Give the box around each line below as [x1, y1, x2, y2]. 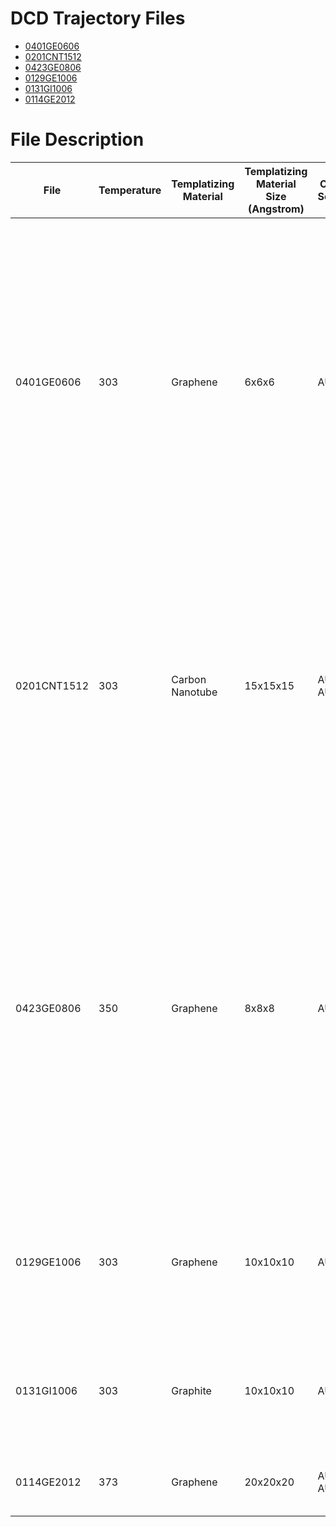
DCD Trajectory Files [10, 7, 186, 30]
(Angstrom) [247, 202, 305, 216]
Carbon [171, 672, 207, 686]
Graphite [171, 1383, 212, 1397]
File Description [10, 128, 145, 151]
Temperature [98, 183, 162, 197]
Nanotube [171, 685, 218, 699]
